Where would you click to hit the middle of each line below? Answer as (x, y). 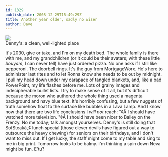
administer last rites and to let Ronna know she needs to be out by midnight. (83, 74)
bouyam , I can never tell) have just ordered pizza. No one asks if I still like (81, 64)
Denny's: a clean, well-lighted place (42, 43)
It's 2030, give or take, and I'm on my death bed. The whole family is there (82, 53)
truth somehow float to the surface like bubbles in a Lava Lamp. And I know (83, 107)
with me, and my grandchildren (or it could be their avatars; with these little (83, 58)
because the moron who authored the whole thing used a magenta (74, 96)
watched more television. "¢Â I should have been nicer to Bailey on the (78, 117)
